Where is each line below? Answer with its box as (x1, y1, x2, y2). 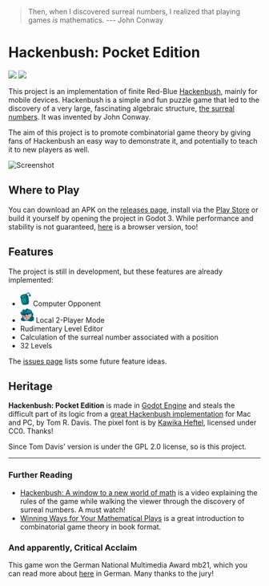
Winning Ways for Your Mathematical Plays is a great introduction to (19, 513, 245, 523)
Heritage (8, 379, 54, 393)
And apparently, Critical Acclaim (8, 542, 138, 553)
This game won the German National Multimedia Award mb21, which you (8, 560, 248, 569)
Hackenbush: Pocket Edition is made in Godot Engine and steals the (8, 401, 235, 410)
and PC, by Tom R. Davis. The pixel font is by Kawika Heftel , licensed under (8, 417, 257, 428)
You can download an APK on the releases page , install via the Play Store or (8, 205, 259, 214)
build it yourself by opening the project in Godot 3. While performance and (8, 213, 254, 223)
